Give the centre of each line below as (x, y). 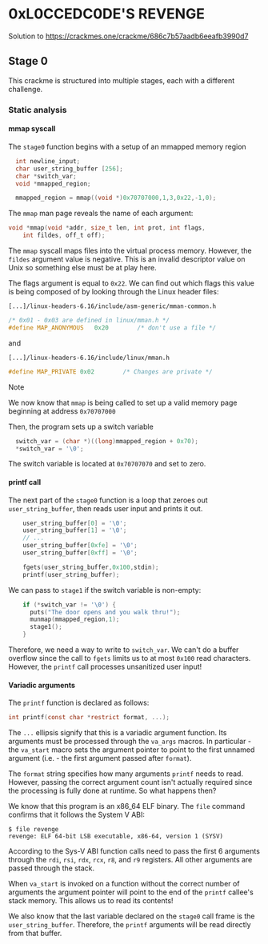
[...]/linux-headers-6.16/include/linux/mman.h (89, 358)
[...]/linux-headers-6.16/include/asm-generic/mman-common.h (112, 306)
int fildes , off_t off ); (64, 236)
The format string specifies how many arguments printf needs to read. (126, 774)
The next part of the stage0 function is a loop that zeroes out (108, 500)
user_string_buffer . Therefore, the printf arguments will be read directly (130, 925)
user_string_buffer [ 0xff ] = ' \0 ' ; (80, 553)
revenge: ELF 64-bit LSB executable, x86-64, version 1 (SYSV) (116, 837)
